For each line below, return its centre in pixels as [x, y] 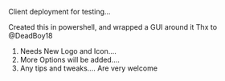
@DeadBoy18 [31, 36]
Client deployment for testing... [59, 12]
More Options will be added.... [70, 60]
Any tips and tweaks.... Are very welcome [89, 68]
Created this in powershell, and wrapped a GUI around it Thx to [113, 27]
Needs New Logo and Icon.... [68, 51]
